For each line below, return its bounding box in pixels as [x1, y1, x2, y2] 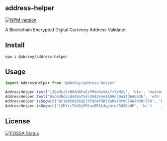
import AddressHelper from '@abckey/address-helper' [5, 81, 117, 86]
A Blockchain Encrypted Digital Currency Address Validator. [5, 27, 127, 33]
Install [5, 41, 25, 49]
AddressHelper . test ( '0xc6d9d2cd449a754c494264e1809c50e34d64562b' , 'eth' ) [5, 94, 164, 99]
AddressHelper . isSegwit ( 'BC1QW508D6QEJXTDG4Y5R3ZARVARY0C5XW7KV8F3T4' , [5, 99, 157, 104]
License [5, 117, 30, 126]
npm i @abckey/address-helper [5, 54, 68, 59]
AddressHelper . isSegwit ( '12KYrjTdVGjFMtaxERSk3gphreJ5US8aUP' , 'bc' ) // [5, 103, 166, 108]
